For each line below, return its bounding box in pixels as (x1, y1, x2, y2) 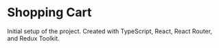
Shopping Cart (7, 5, 92, 20)
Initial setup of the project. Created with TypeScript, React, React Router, (7, 27, 213, 35)
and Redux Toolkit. (7, 34, 60, 42)
